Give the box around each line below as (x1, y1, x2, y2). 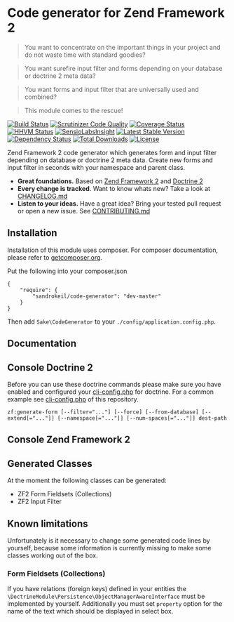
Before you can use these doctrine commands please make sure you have (7, 380, 221, 388)
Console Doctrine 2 (7, 362, 93, 373)
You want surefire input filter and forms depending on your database (24, 64, 223, 72)
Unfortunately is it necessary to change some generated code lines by (7, 536, 210, 545)
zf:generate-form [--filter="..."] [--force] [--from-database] (7, 409, 199, 416)
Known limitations (7, 517, 88, 529)
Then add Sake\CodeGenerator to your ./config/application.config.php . (7, 317, 216, 326)
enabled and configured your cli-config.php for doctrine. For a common (7, 388, 214, 396)
